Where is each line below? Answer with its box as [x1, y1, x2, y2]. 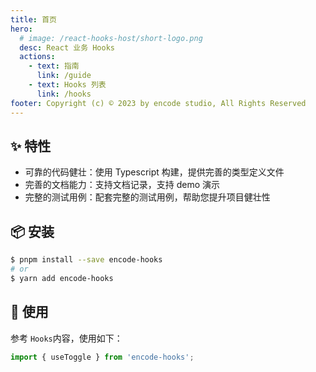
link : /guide [36, 71, 92, 81]
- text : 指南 [28, 61, 80, 71]
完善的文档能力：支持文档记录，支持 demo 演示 [24, 179, 221, 191]
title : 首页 [10, 14, 57, 25]
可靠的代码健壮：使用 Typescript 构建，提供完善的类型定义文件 [24, 166, 285, 178]
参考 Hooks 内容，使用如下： [10, 332, 123, 344]
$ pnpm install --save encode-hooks [10, 255, 163, 265]
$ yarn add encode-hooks [10, 273, 114, 283]
